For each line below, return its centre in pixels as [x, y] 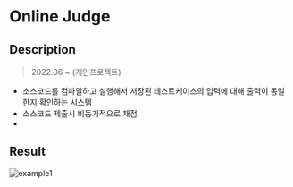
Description [42, 50]
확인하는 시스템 [65, 102]
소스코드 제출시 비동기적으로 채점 [80, 113]
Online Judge [60, 17]
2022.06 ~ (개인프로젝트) [76, 72]
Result [28, 152]
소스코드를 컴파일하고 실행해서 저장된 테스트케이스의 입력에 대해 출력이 [145, 91]
